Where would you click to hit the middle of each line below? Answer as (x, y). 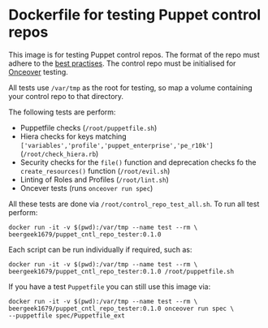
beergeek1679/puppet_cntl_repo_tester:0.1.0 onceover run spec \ (121, 309)
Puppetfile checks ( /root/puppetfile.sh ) (89, 127)
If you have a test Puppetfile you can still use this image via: (110, 287)
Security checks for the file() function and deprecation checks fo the (138, 162)
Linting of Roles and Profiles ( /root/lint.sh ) (94, 179)
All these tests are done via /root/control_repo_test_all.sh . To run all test (134, 204)
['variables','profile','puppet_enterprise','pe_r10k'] (117, 145)
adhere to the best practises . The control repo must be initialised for (122, 63)
